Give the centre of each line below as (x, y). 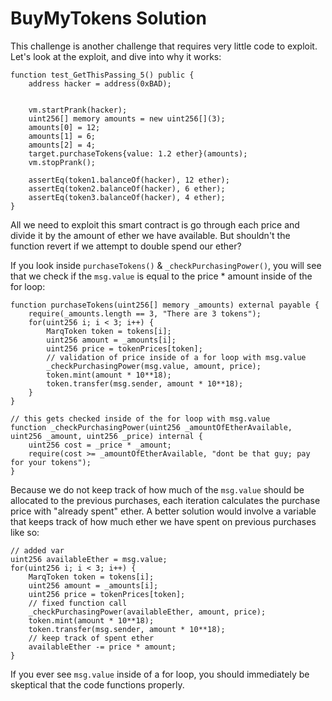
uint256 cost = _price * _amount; (100, 445)
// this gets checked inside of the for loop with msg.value (140, 418)
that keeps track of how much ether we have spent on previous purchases (163, 521)
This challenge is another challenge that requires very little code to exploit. (164, 46)
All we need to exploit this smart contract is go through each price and (155, 224)
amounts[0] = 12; (64, 127)
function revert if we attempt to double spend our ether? (126, 246)
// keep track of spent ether (91, 638)
